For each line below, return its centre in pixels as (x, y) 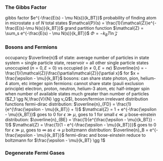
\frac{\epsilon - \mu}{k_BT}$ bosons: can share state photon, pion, (72, 78)
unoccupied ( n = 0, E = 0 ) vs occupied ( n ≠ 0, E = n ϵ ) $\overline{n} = (74, 68)
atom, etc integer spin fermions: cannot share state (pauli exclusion (76, 84)
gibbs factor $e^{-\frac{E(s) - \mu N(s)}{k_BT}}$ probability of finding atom (81, 18)
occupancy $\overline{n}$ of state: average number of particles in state (77, 58)
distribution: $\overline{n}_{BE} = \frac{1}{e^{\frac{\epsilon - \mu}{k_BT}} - (80, 120)
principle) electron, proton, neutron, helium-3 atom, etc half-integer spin (77, 89)
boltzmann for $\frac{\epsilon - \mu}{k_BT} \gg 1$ (55, 141)
